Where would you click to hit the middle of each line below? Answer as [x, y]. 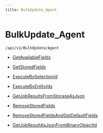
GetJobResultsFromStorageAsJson [48, 96]
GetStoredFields [29, 67]
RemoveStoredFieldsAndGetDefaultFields [55, 115]
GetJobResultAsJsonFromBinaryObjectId [55, 125]
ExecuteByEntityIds [32, 86]
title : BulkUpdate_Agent [31, 10]
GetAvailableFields [31, 57]
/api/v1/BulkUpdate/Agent [32, 48]
